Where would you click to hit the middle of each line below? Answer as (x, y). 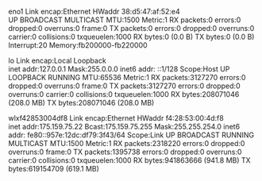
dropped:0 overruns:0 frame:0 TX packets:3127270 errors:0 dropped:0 (124, 86)
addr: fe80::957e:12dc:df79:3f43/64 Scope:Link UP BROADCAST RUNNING (131, 135)
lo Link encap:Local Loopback (58, 60)
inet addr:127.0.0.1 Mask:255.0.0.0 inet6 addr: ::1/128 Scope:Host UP (119, 69)
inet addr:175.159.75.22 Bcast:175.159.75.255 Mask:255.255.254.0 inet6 (124, 127)
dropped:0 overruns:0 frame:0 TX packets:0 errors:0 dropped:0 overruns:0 (131, 28)
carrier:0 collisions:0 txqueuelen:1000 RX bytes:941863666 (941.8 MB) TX (130, 160)
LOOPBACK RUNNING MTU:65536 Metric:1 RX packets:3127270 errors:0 (127, 77)
